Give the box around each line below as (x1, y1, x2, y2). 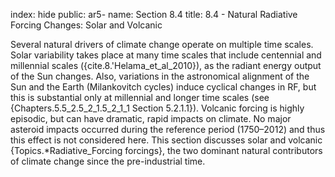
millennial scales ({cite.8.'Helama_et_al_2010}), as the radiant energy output (10, 60, 322, 71)
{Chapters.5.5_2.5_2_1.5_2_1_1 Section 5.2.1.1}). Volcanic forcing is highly (10, 102, 305, 114)
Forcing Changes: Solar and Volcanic (10, 19, 163, 31)
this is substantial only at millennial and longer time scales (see (10, 92, 270, 103)
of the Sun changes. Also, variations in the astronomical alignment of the (10, 70, 310, 82)
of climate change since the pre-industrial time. (10, 155, 206, 167)
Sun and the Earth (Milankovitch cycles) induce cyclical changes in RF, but (10, 81, 317, 93)
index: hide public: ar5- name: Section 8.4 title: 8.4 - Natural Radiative (10, 9, 298, 20)
